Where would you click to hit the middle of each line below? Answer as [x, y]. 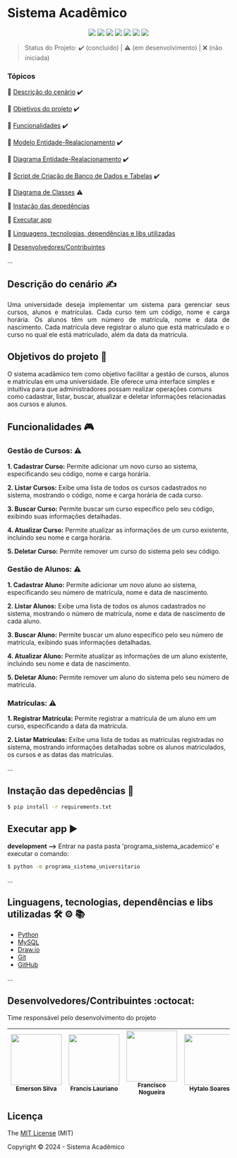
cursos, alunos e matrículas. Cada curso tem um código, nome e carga [119, 312]
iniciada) [37, 57]
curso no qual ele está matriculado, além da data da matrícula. [98, 335]
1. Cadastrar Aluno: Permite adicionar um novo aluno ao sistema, [102, 584]
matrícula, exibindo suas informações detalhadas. [79, 642]
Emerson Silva [36, 1089]
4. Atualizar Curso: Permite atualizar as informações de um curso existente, [118, 530]
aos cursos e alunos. [37, 404]
